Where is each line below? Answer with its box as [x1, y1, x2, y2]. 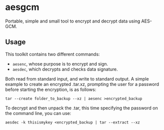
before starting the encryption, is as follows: [5, 86, 96, 92]
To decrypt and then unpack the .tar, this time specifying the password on [5, 104, 158, 111]
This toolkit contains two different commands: [5, 51, 100, 57]
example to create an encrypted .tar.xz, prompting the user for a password [5, 81, 159, 87]
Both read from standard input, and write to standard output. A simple [5, 75, 149, 81]
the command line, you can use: [5, 110, 71, 116]
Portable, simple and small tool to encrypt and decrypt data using [5, 18, 140, 24]
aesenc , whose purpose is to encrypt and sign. [12, 60, 108, 66]
